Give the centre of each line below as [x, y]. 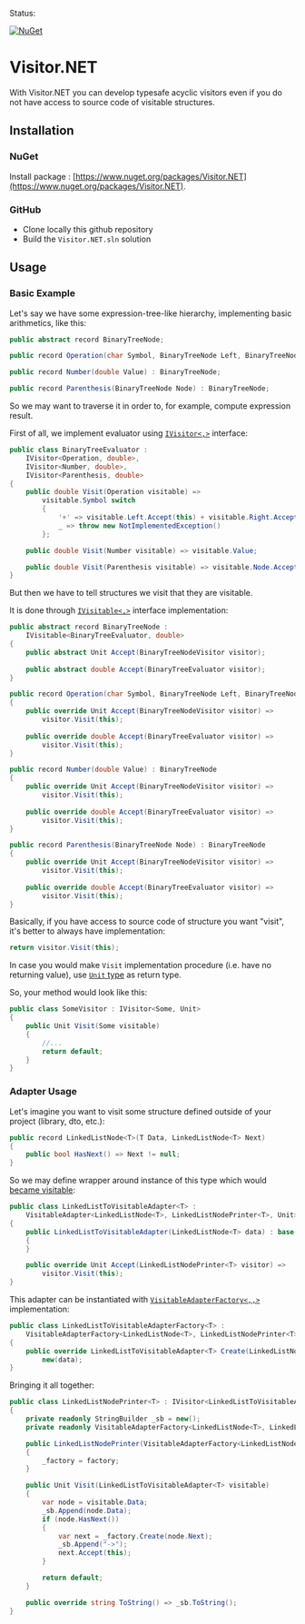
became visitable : [42, 1190]
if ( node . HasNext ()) [81, 1519]
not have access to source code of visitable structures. [112, 102]
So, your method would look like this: [79, 993]
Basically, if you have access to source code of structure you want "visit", [147, 922]
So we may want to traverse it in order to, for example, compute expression [150, 406]
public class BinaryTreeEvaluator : [79, 450]
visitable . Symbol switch [89, 500]
